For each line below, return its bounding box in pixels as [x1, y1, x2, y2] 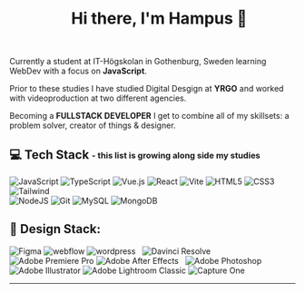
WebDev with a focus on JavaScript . [9, 65, 147, 76]
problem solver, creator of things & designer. [9, 120, 176, 131]
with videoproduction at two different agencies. [9, 93, 187, 103]
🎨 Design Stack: [9, 221, 102, 237]
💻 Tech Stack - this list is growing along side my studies [9, 147, 261, 162]
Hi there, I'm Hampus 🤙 [71, 8, 248, 29]
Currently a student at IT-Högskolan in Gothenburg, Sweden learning [9, 55, 267, 66]
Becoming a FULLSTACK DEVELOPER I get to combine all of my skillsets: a [9, 110, 290, 121]
